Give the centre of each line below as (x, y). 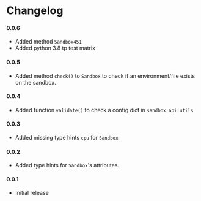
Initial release (32, 193)
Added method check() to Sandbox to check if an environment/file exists (105, 76)
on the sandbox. (35, 82)
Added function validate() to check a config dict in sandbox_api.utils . (105, 110)
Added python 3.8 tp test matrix (55, 48)
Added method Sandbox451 (49, 42)
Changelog (35, 11)
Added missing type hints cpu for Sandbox (67, 138)
